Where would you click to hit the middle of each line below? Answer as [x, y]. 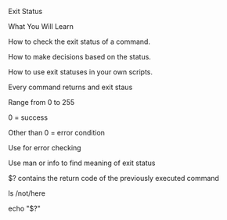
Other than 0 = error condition [57, 133]
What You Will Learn [41, 26]
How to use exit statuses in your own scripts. [81, 72]
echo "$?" [24, 208]
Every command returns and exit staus [70, 87]
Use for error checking [45, 148]
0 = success [28, 117]
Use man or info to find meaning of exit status [82, 163]
